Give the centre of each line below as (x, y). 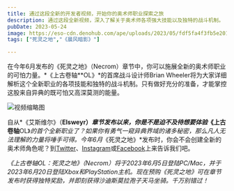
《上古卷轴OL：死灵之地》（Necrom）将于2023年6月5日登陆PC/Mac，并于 (114, 163)
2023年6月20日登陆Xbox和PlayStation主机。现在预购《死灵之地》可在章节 (114, 172)
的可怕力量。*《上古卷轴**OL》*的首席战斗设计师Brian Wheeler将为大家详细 (117, 75)
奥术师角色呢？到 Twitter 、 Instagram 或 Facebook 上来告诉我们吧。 (101, 148)
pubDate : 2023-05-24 (37, 26)
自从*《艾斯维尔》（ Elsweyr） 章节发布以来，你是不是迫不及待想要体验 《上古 (117, 122)
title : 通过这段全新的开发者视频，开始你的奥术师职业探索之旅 (86, 14)
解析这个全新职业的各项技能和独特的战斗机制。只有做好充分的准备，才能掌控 (117, 84)
